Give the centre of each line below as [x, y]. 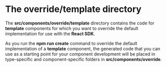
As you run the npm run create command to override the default [71, 43]
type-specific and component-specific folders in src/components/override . [83, 59]
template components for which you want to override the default [72, 28]
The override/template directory [73, 9]
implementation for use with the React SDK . [50, 33]
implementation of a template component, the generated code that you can [83, 48]
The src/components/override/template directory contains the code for [80, 23]
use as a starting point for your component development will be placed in [80, 54]
